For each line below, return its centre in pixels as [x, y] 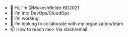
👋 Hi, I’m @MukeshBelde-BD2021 [45, 8]
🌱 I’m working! [25, 18]
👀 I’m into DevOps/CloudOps [40, 13]
